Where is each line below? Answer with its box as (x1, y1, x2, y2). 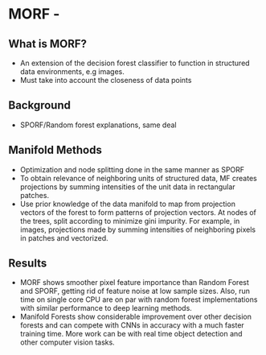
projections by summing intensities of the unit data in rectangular (19, 182, 235, 192)
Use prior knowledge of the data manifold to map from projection (19, 199, 235, 208)
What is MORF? (8, 37, 87, 51)
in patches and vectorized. (19, 233, 108, 242)
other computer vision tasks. (19, 337, 115, 347)
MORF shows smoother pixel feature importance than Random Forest (19, 278, 249, 287)
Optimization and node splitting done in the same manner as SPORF (19, 164, 245, 174)
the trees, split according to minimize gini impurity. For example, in (19, 216, 240, 225)
